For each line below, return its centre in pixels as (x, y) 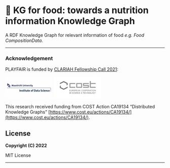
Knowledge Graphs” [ (28, 112)
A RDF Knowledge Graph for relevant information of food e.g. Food (75, 35)
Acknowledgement (29, 58)
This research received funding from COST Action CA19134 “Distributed (80, 107)
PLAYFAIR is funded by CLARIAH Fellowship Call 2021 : (62, 69)
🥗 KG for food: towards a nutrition (77, 10)
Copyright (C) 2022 (26, 146)
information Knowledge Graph (70, 21)
